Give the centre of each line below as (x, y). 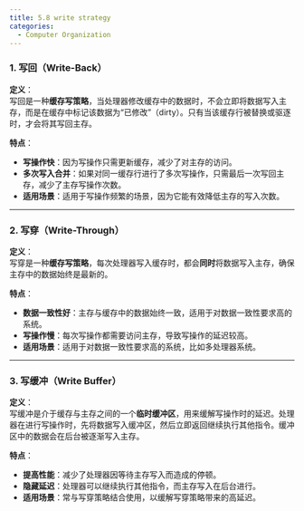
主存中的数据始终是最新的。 (61, 274)
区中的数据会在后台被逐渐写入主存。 (77, 437)
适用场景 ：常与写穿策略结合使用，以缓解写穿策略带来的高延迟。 (141, 497)
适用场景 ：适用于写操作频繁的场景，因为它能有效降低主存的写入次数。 (153, 196)
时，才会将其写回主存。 (53, 123)
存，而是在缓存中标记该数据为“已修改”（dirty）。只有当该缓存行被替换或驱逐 (150, 112)
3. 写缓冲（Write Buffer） (66, 381)
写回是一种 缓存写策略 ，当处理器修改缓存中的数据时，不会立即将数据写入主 (148, 101)
